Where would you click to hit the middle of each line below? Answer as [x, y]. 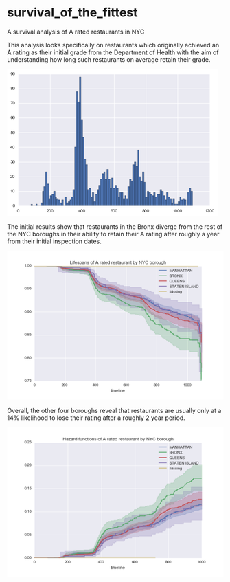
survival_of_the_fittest [73, 13]
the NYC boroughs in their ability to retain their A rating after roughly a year [113, 234]
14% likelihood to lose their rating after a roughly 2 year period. [96, 418]
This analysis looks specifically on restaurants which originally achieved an [113, 45]
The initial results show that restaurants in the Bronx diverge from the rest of [115, 226]
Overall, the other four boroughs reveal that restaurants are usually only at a [114, 411]
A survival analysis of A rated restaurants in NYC [76, 32]
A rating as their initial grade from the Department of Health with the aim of [113, 52]
